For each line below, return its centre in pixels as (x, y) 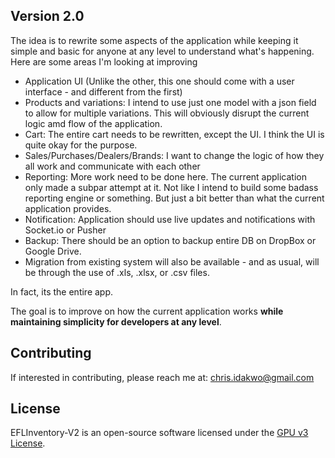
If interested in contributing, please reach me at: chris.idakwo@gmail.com (162, 377)
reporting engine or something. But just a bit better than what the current (174, 198)
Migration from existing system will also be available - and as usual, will (172, 261)
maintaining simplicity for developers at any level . (116, 321)
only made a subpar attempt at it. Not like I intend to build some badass (171, 187)
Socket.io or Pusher (65, 230)
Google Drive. (53, 251)
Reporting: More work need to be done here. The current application (165, 176)
